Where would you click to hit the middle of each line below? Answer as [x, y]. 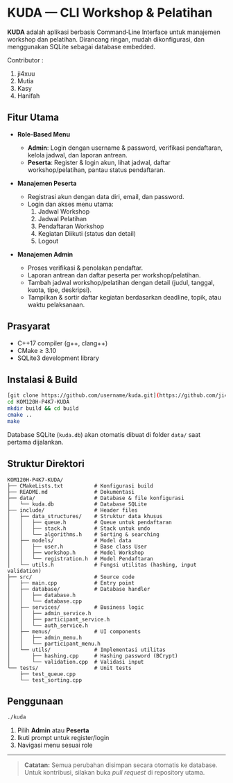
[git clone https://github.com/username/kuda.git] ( [83, 396]
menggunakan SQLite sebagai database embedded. [81, 46]
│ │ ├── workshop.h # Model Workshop [76, 553]
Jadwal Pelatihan [62, 218]
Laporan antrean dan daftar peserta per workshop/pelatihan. [114, 275]
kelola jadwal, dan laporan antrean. [78, 155]
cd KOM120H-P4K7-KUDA [38, 402]
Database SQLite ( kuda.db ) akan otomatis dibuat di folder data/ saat [104, 434]
